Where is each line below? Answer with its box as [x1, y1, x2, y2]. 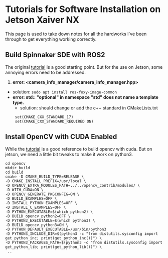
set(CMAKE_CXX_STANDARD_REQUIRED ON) [15, 119, 94, 124]
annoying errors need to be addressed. [5, 69, 86, 75]
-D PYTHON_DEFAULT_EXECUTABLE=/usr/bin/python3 [5, 227, 107, 232]
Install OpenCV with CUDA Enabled [5, 133, 117, 141]
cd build [5, 170, 24, 175]
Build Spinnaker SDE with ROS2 [5, 51, 105, 59]
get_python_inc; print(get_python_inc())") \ [5, 235, 102, 240]
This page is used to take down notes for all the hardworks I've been [5, 31, 147, 37]
